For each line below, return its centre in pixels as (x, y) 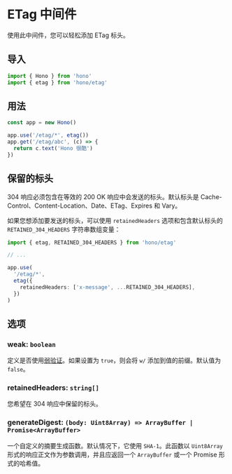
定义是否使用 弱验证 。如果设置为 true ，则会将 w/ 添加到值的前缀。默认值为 (114, 360)
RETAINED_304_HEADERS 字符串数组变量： (64, 229)
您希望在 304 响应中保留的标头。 (55, 404)
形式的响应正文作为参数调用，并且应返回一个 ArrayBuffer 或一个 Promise (113, 454)
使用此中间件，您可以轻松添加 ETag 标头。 (68, 35)
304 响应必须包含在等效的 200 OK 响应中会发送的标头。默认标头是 (103, 196)
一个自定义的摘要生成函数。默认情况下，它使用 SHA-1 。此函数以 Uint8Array (115, 445)
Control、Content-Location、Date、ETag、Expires (80, 205)
